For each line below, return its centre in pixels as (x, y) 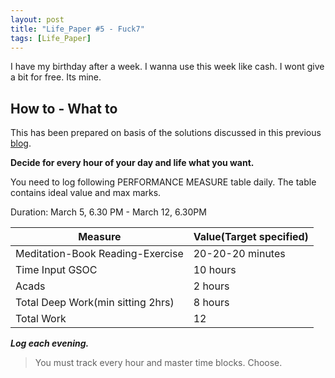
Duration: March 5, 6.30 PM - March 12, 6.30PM (108, 212)
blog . (21, 143)
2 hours (211, 286)
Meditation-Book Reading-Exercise (99, 254)
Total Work (41, 319)
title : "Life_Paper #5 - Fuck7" (77, 29)
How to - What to (64, 108)
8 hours (211, 303)
